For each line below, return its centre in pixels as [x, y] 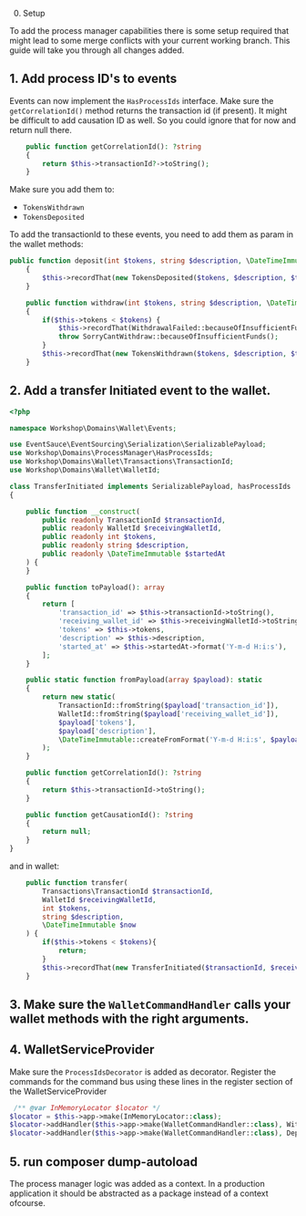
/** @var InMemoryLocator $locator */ [87, 1107]
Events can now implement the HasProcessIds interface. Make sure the [142, 100]
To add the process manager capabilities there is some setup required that [149, 31]
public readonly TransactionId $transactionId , [134, 520]
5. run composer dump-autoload [104, 1162]
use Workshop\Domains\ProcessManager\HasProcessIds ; [112, 453]
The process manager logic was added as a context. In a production [138, 1184]
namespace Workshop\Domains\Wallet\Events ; [93, 428]
